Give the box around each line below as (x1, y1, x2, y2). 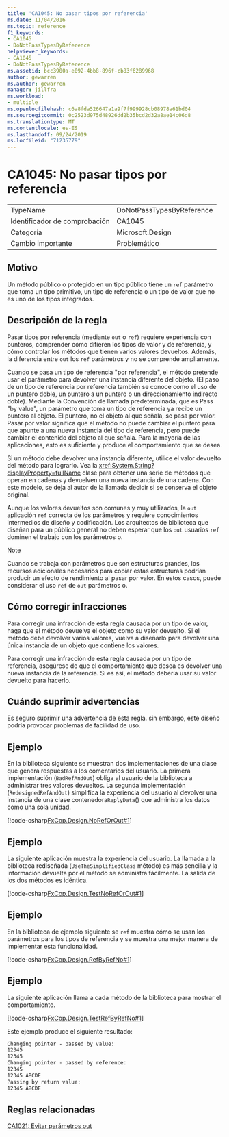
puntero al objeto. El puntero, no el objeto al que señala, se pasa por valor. (7, 412, 217, 420)
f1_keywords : (7, 29, 44, 36)
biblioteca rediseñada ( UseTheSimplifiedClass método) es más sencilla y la (7, 861, 217, 870)
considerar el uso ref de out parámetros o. (7, 581, 128, 589)
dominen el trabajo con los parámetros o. (7, 532, 123, 541)
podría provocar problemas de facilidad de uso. (7, 721, 142, 729)
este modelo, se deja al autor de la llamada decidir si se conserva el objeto (7, 483, 217, 491)
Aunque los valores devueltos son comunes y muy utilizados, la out (7, 503, 197, 512)
